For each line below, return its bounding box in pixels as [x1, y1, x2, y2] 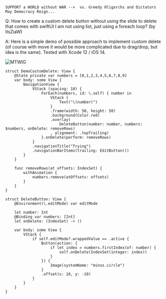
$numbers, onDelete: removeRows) [5, 126, 75, 131]
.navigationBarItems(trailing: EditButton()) [32, 148, 129, 153]
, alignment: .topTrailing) [50, 131, 109, 136]
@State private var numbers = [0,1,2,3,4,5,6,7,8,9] [14, 73, 127, 78]
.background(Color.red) [50, 113, 100, 118]
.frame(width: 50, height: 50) [50, 108, 116, 113]
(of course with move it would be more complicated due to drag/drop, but [5, 44, 157, 50]
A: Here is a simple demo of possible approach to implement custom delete [5, 38, 161, 44]
